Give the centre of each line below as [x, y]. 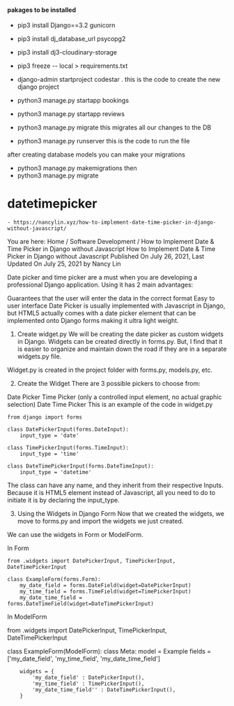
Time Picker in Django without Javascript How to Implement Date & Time [111, 249]
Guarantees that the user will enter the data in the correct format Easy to [111, 298]
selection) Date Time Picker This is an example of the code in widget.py [110, 405]
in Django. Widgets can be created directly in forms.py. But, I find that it [120, 342]
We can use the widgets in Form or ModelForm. [76, 535]
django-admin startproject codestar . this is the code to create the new [119, 80]
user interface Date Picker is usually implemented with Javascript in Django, [116, 306]
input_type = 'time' [49, 454]
